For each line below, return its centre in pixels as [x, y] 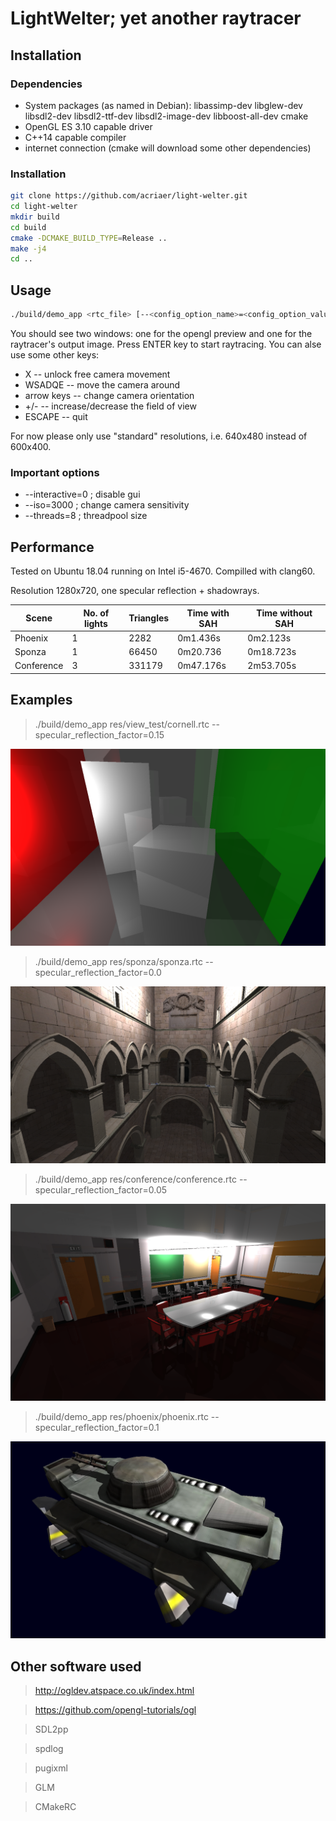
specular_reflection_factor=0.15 [99, 734]
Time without [284, 613]
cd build [28, 227]
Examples [41, 700]
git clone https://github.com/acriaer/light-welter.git [129, 196]
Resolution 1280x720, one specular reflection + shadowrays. [135, 591]
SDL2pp [51, 1729]
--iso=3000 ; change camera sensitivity [107, 505]
